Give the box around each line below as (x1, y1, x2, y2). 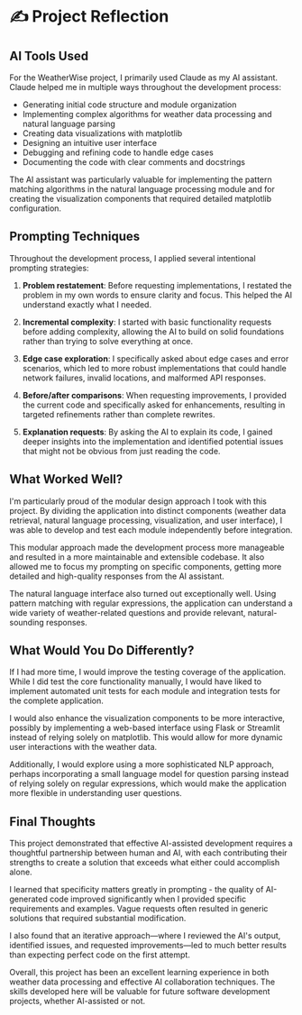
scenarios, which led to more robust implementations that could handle (22, 362, 287, 373)
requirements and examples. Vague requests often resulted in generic (9, 903, 269, 914)
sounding (9, 617, 45, 627)
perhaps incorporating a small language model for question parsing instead (9, 769, 289, 780)
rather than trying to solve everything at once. (22, 335, 194, 346)
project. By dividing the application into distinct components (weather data (9, 505, 287, 516)
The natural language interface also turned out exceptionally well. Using (9, 588, 277, 599)
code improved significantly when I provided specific (49, 893, 246, 905)
